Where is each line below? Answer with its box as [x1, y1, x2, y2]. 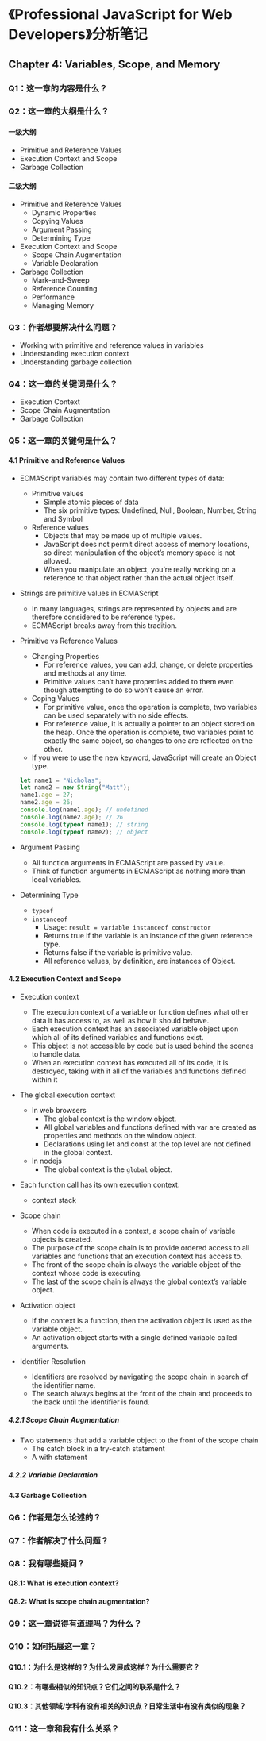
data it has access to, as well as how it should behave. [31, 1015, 210, 1025]
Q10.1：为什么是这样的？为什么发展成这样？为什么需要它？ [8, 1662, 200, 1672]
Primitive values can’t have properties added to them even [43, 676, 234, 686]
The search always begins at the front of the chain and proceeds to [31, 1389, 253, 1398]
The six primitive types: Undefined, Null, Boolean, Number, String [43, 505, 257, 515]
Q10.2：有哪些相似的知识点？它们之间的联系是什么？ [8, 1681, 181, 1691]
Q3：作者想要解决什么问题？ [8, 322, 118, 333]
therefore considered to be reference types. [31, 612, 176, 622]
